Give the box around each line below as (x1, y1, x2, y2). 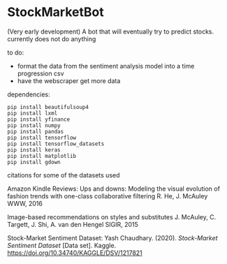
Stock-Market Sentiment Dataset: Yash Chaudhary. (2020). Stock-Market (7, 233, 218, 242)
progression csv (17, 69, 64, 78)
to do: (7, 48, 24, 57)
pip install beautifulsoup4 (7, 103, 89, 110)
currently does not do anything (7, 34, 96, 43)
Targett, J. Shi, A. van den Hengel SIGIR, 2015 (7, 220, 138, 228)
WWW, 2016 (7, 199, 43, 207)
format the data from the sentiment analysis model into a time (17, 61, 195, 70)
